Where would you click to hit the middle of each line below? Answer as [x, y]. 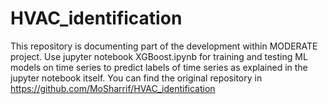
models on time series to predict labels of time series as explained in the [159, 67]
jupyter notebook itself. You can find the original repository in [136, 78]
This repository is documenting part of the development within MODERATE [164, 46]
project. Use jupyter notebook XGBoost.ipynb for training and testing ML [159, 56]
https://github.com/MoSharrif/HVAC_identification [113, 88]
